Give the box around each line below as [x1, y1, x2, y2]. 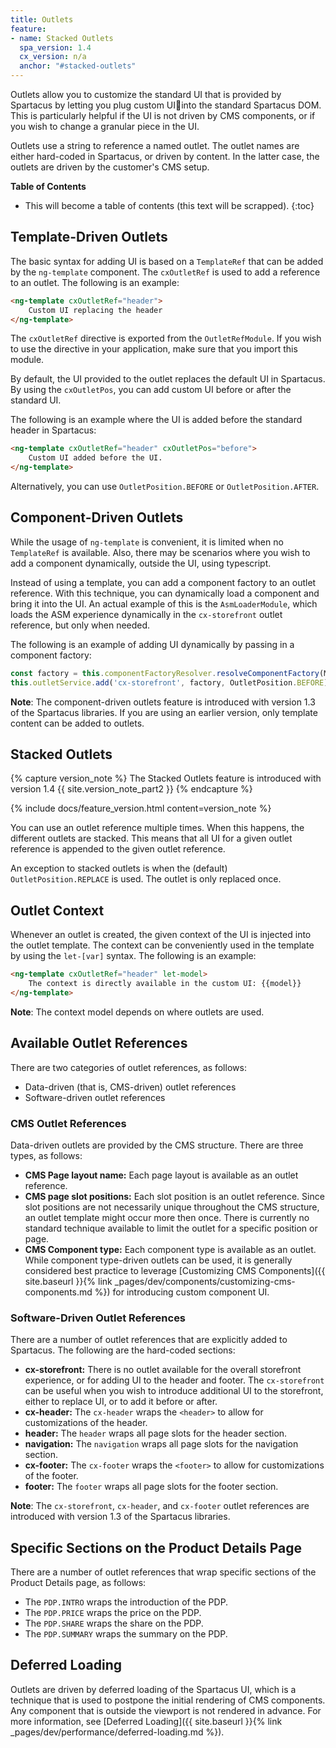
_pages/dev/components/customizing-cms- [114, 1275, 296, 1287]
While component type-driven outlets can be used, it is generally [24, 1254, 293, 1266]
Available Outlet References [10, 1035, 188, 1052]
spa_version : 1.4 [19, 42, 92, 53]
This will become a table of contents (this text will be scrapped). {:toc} [24, 200, 315, 211]
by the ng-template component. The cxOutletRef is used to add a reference [10, 266, 321, 278]
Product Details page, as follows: [10, 1577, 147, 1589]
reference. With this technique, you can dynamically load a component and [10, 587, 320, 599]
